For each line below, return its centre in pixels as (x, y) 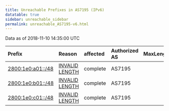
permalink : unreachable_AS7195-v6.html (47, 24)
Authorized (125, 51)
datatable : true (22, 15)
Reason (68, 54)
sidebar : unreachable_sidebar (37, 19)
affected (94, 54)
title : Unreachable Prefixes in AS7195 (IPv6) (55, 10)
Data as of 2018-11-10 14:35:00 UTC (43, 38)
